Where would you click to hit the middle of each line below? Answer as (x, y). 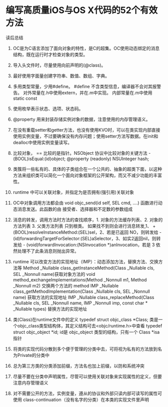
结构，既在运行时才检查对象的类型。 (50, 54)
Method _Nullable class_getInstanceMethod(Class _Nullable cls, (88, 268)
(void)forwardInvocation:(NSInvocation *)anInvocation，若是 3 (90, 245)
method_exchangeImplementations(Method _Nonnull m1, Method (80, 280)
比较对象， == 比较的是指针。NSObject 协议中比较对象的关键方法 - (82, 153)
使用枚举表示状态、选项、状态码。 (48, 109)
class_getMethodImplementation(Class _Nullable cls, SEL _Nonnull (81, 291)
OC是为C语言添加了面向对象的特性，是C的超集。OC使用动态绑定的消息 (86, 48)
